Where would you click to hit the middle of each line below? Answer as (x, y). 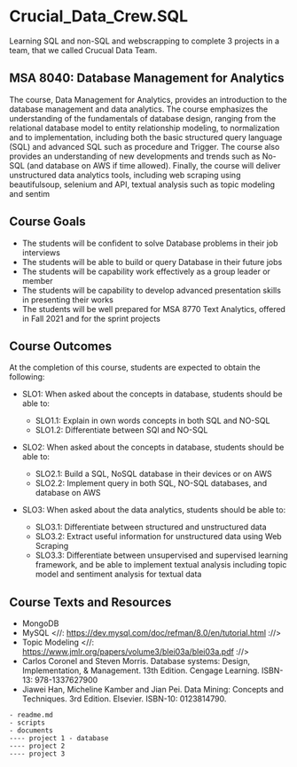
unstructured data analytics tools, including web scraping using (125, 175)
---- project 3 (37, 754)
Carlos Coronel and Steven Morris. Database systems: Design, (136, 661)
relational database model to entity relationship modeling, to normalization (145, 128)
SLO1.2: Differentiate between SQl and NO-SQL (121, 430)
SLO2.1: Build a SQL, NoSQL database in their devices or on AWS (153, 474)
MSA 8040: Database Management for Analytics (147, 78)
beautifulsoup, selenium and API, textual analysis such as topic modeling (142, 184)
